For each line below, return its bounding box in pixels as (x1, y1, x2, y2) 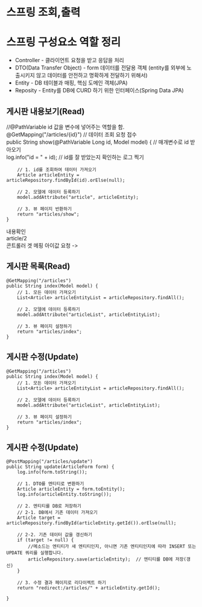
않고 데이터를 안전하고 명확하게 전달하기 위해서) (36, 72, 148, 79)
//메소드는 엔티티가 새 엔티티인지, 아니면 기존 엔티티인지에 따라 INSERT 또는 (28, 544, 197, 550)
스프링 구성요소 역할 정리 (6, 36, 121, 49)
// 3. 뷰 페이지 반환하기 (17, 206, 72, 212)
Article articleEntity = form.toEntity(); (17, 486, 125, 492)
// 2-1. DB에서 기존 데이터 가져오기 (17, 510, 98, 516)
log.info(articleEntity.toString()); (17, 492, 112, 498)
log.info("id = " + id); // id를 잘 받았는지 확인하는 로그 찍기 (6, 153, 144, 161)
